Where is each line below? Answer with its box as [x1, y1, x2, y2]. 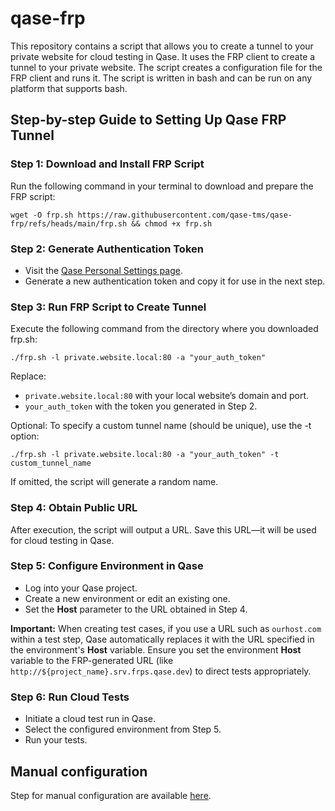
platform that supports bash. [10, 82, 128, 94]
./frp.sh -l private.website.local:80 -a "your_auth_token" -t [10, 450, 280, 460]
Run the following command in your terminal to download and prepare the [10, 180, 314, 192]
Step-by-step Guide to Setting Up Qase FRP [10, 112, 287, 129]
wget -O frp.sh [10, 210, 74, 220]
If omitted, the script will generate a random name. [10, 476, 219, 488]
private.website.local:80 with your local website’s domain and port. [24, 390, 310, 402]
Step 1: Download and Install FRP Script [10, 157, 205, 171]
